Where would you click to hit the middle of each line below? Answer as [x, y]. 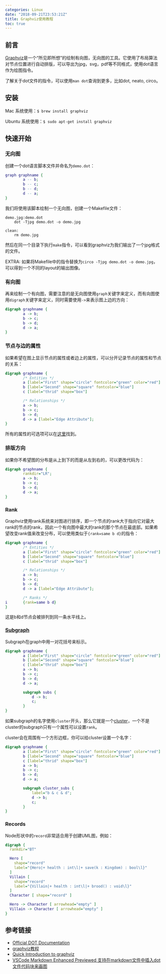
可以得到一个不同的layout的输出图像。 [44, 268]
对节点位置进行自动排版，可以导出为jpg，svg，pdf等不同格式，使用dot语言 [82, 64]
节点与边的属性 [23, 346]
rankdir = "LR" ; [37, 474]
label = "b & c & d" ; [52, 793]
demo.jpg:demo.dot [24, 217]
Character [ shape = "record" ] [41, 896]
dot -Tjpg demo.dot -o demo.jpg [47, 222]
